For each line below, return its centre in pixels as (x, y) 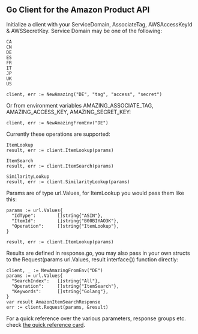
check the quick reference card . (46, 324)
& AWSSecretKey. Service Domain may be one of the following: (84, 31)
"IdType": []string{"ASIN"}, (57, 216)
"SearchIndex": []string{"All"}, (56, 281)
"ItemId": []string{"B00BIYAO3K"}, (65, 221)
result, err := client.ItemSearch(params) (60, 166)
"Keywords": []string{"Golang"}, (60, 291)
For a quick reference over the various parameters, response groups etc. (96, 318)
